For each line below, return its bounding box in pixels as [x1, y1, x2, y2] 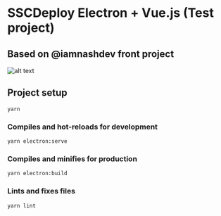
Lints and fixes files [7, 186, 76, 196]
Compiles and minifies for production [7, 154, 137, 164]
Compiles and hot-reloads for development [7, 122, 158, 132]
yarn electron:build [7, 170, 68, 177]
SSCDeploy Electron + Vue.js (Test [7, 5, 215, 21]
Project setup [7, 87, 68, 99]
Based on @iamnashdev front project [7, 48, 175, 60]
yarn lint [7, 202, 37, 209]
